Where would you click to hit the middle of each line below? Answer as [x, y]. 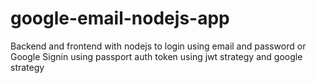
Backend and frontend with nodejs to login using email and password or [158, 46]
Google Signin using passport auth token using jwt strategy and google [156, 56]
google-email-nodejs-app [120, 18]
